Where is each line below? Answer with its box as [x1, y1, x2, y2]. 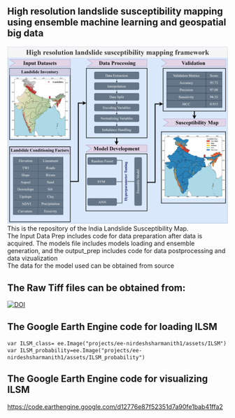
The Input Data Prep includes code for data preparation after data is [7, 232, 203, 240]
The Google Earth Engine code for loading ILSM [7, 321, 218, 333]
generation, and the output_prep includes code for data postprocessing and [7, 247, 226, 255]
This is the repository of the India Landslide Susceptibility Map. [7, 224, 189, 233]
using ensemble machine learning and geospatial [7, 17, 227, 29]
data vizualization [7, 254, 58, 263]
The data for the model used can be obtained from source [7, 261, 175, 270]
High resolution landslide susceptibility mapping [7, 6, 224, 17]
